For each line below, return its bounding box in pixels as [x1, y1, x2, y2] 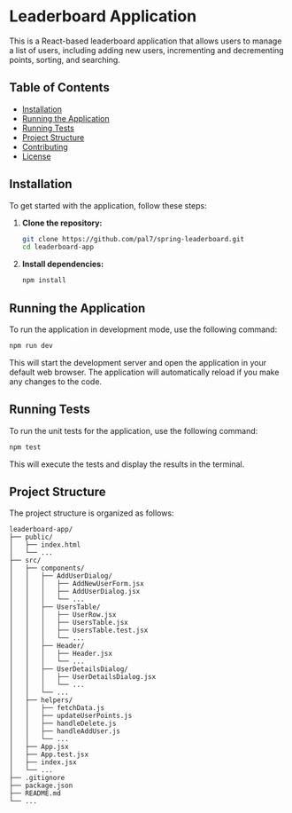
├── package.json [9, 781, 73, 791]
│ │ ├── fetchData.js [9, 704, 104, 713]
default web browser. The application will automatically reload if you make [9, 367, 280, 377]
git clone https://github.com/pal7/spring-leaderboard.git [21, 234, 245, 243]
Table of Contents [9, 80, 111, 95]
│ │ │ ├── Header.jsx [9, 650, 113, 659]
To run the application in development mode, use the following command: [9, 324, 278, 335]
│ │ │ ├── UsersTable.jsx [9, 619, 128, 628]
